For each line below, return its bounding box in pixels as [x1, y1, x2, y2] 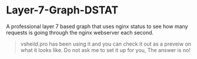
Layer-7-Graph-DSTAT [6, 4, 119, 17]
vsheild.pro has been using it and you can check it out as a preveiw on [20, 40, 192, 47]
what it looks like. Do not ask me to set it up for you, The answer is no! [20, 46, 191, 53]
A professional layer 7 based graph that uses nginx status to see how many [6, 23, 188, 30]
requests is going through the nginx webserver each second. [6, 29, 154, 36]
